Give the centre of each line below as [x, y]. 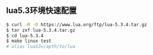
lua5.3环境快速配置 [42, 11]
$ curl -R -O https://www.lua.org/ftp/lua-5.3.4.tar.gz [76, 25]
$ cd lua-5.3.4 [25, 35]
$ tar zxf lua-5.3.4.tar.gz [41, 30]
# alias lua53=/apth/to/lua [41, 47]
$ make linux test [29, 41]
